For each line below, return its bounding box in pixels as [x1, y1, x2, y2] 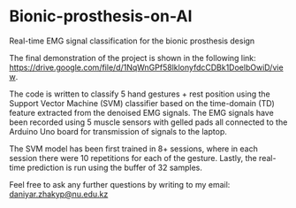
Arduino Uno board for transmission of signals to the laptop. [9, 126, 227, 136]
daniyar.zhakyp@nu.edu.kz [9, 189, 109, 199]
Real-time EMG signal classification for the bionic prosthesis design [9, 35, 255, 46]
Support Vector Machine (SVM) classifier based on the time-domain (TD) [9, 97, 276, 108]
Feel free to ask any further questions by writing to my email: [9, 179, 231, 189]
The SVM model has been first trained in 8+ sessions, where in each [9, 143, 259, 154]
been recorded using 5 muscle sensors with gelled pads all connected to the [9, 117, 288, 127]
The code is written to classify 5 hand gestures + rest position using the [9, 89, 271, 99]
